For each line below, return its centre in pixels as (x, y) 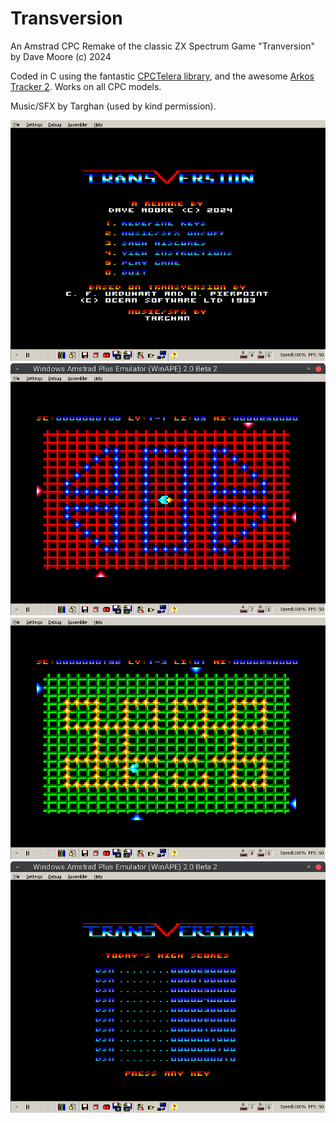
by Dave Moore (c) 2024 (61, 56)
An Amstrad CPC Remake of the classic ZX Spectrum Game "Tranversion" (163, 46)
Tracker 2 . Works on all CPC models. (86, 86)
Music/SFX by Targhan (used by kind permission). (113, 106)
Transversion (66, 18)
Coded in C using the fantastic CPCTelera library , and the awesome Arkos (162, 76)
